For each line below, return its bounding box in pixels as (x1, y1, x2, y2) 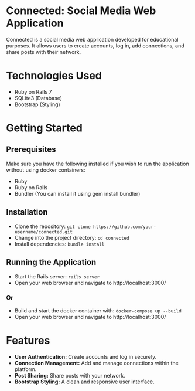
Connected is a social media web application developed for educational (6, 36, 179, 43)
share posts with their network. (6, 48, 81, 55)
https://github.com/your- (93, 224, 156, 230)
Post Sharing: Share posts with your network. (14, 372, 125, 379)
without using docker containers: (6, 166, 86, 174)
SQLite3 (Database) (14, 94, 63, 101)
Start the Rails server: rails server (14, 273, 100, 280)
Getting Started (6, 121, 83, 135)
